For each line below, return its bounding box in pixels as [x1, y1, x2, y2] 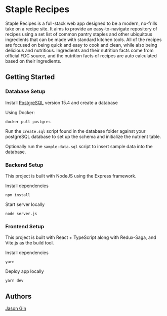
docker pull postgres [5, 119, 51, 124]
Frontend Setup [5, 223, 45, 230]
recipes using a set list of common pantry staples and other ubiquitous [5, 31, 153, 37]
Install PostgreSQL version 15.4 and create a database [5, 99, 118, 106]
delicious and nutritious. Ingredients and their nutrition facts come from [5, 47, 154, 53]
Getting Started [5, 73, 55, 82]
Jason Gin [5, 305, 26, 311]
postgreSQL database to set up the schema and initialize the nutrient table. [5, 133, 161, 139]
